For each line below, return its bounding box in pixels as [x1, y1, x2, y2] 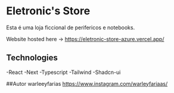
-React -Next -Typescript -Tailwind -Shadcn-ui [6, 69, 121, 76]
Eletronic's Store [6, 4, 91, 18]
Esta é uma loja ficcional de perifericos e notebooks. [6, 24, 135, 31]
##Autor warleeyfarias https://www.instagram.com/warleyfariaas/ [6, 80, 168, 87]
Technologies [6, 52, 58, 63]
